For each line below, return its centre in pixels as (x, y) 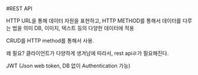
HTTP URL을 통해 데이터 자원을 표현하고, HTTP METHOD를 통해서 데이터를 (94, 21)
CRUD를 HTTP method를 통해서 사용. (50, 40)
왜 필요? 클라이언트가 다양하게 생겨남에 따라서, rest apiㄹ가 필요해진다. (87, 53)
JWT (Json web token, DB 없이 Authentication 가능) (68, 66)
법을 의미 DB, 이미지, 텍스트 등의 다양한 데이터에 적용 (73, 28)
